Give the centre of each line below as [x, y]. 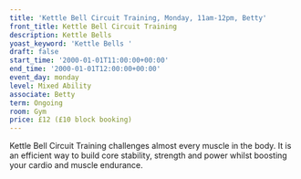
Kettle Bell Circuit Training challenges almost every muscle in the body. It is [150, 146]
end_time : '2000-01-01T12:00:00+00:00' [85, 69]
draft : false [34, 52]
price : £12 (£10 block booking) [71, 120]
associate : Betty [42, 94]
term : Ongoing [36, 103]
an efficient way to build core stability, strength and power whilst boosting [148, 155]
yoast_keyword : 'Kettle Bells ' [71, 43]
